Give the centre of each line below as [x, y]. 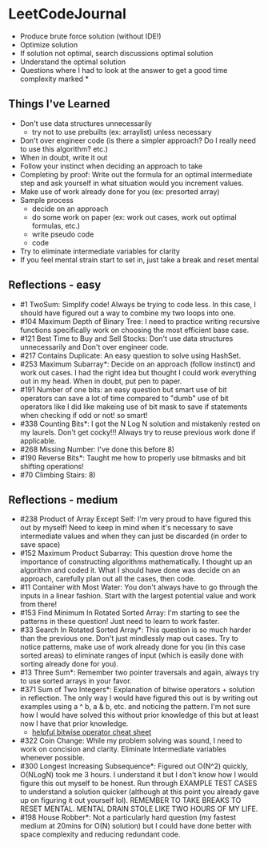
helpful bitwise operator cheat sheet [92, 732]
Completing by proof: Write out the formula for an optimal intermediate [136, 174]
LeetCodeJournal [67, 14]
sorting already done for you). [69, 664]
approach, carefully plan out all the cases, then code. [108, 579]
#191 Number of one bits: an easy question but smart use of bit [123, 389]
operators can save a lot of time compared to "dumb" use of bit [124, 398]
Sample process [46, 200]
